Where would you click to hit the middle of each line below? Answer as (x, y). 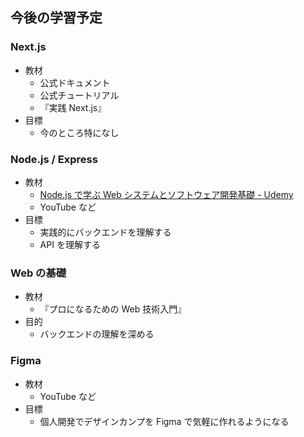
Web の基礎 (38, 273)
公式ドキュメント (75, 82)
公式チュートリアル (79, 95)
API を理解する (70, 244)
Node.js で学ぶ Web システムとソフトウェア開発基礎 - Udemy (166, 194)
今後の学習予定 (56, 18)
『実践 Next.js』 (73, 107)
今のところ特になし (79, 132)
